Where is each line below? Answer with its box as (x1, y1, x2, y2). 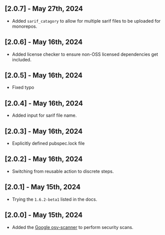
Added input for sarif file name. (12, 112, 77, 118)
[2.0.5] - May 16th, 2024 (5, 71, 83, 80)
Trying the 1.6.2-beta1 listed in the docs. (12, 196, 98, 202)
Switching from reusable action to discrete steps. (12, 168, 114, 174)
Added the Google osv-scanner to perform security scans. (12, 224, 134, 230)
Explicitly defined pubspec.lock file (12, 140, 85, 146)
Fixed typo (12, 85, 35, 91)
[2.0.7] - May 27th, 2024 (5, 5, 84, 13)
